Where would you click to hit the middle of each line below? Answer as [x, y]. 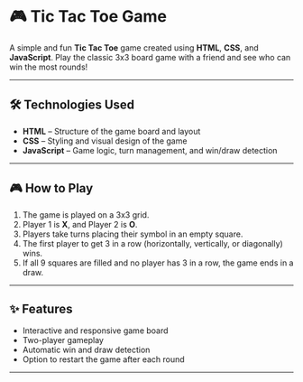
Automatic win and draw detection [86, 350]
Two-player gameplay [63, 340]
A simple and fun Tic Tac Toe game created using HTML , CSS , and [134, 47]
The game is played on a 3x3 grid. [86, 214]
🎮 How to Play [51, 188]
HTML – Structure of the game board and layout [111, 131]
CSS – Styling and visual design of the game [105, 141]
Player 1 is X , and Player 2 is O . [80, 224]
